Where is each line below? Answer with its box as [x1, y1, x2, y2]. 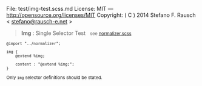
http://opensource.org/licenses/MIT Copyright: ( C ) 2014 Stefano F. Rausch [6, 11, 196, 19]
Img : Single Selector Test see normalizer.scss [21, 29, 132, 37]
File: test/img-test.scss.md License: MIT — [6, 5, 113, 12]
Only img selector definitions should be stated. [6, 75, 103, 81]
